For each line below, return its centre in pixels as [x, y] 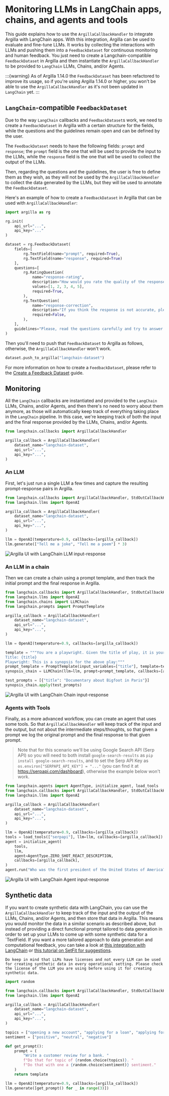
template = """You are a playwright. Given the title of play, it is [80, 652]
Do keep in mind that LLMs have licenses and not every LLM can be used [83, 959]
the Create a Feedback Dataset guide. [45, 373]
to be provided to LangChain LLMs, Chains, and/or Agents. [65, 66]
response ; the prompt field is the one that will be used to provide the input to [83, 151]
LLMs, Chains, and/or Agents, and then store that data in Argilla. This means [84, 918]
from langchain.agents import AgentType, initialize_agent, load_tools [82, 786]
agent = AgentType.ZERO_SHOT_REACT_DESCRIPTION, [64, 856]
